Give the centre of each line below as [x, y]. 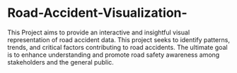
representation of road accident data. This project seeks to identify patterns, [118, 39]
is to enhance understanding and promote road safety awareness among [114, 55]
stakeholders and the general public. [61, 62]
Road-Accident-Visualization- [97, 13]
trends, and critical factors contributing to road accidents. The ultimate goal [117, 47]
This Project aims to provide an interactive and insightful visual [99, 32]
